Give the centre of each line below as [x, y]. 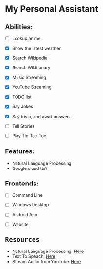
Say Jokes [22, 107]
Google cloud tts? [30, 168]
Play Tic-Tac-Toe [29, 136]
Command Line [27, 195]
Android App [25, 215]
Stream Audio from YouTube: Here [46, 262]
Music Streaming [29, 77]
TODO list [22, 97]
